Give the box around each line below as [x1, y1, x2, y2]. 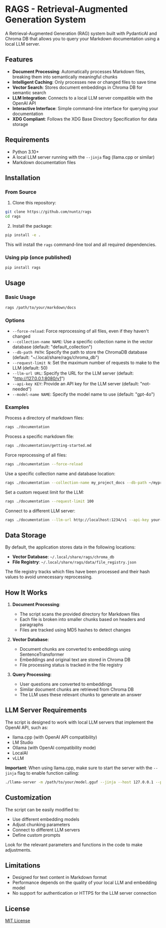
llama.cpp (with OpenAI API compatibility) [12, 734, 97, 740]
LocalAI [12, 750, 28, 756]
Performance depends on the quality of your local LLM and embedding [12, 879, 157, 886]
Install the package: [12, 223, 53, 229]
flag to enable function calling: [17, 770, 80, 776]
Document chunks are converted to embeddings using [19, 646, 131, 652]
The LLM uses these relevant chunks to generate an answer [19, 692, 142, 698]
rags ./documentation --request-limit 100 [5, 498, 94, 504]
